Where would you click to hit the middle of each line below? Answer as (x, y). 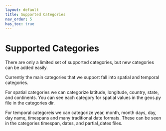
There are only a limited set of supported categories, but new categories (80, 62)
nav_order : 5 (19, 19)
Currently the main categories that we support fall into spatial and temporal (82, 77)
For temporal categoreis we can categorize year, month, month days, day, (81, 112)
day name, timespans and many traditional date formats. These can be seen (83, 118)
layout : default (22, 10)
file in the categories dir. (30, 103)
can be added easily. (27, 67)
